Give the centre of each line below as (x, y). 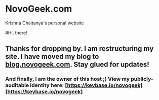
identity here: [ (49, 85)
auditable (17, 85)
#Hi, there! (16, 32)
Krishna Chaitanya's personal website (45, 23)
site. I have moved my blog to (52, 57)
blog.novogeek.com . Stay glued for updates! (77, 65)
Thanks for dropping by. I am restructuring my (79, 49)
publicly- (142, 79)
